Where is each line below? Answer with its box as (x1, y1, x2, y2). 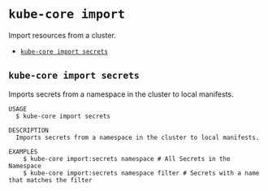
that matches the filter (8, 176, 93, 184)
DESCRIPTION (8, 126, 49, 134)
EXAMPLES (8, 147, 38, 156)
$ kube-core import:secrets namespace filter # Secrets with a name (23, 169, 260, 177)
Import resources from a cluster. (8, 30, 116, 40)
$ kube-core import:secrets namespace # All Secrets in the (23, 154, 231, 163)
